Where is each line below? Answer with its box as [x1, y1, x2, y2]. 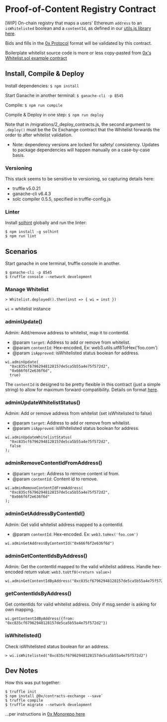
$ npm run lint [5, 234, 37, 239]
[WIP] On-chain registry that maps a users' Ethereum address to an [5, 20, 143, 26]
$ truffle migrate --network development [5, 703, 92, 708]
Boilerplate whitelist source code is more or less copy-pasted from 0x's [5, 50, 152, 56]
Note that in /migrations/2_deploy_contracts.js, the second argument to [5, 121, 151, 127]
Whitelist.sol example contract [5, 55, 67, 61]
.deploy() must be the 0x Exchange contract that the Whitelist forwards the [5, 126, 160, 132]
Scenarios [5, 247, 37, 256]
